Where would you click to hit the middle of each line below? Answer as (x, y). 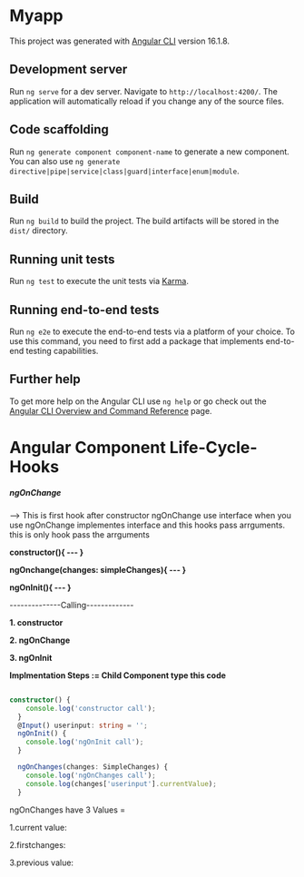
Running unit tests (62, 259)
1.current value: (39, 827)
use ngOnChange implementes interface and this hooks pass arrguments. (147, 525)
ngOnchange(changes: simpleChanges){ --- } (98, 569)
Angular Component (88, 448)
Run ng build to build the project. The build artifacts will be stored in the (144, 221)
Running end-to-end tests (84, 310)
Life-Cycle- (213, 448)
